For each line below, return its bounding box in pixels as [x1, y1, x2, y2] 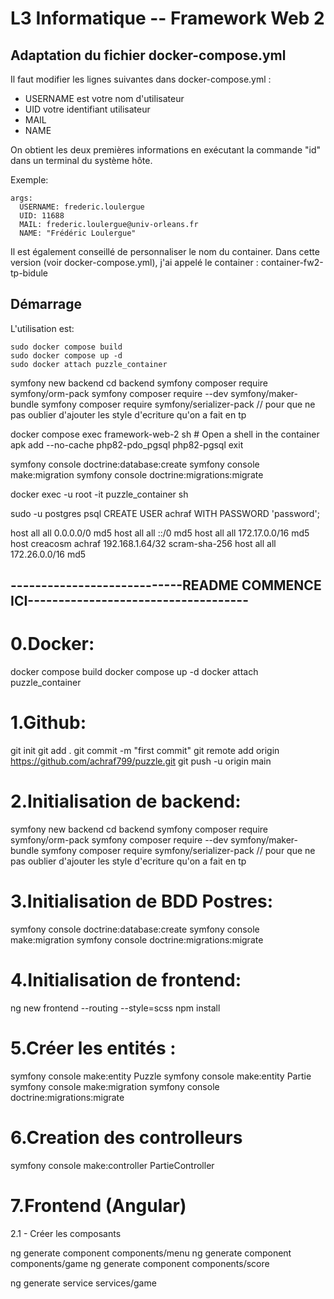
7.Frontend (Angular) [10, 1194, 187, 1217]
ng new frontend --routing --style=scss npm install [10, 1002, 221, 1014]
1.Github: [10, 712, 87, 734]
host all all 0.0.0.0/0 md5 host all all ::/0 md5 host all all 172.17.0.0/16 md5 [10, 527, 310, 539]
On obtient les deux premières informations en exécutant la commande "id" [10, 144, 322, 156]
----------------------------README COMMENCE [10, 577, 322, 594]
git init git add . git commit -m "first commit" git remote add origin [10, 745, 280, 757]
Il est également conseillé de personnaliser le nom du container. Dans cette [10, 246, 320, 257]
